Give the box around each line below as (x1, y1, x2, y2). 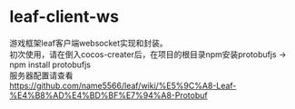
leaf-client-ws (9, 6, 120, 27)
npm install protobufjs (9, 59, 91, 70)
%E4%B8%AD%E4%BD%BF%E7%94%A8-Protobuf (9, 89, 208, 101)
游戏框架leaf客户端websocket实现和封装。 (9, 37, 168, 48)
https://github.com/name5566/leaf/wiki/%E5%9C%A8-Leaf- (9, 80, 237, 91)
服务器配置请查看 (9, 70, 74, 81)
